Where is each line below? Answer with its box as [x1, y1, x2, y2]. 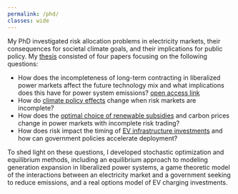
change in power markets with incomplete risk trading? [17, 118, 180, 127]
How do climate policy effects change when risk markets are [17, 96, 197, 104]
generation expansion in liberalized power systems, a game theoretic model [7, 163, 230, 171]
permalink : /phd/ [7, 10, 59, 18]
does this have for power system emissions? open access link [17, 88, 200, 97]
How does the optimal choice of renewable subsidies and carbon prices [17, 111, 230, 120]
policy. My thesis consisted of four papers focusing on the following [7, 51, 207, 61]
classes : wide [7, 17, 50, 24]
